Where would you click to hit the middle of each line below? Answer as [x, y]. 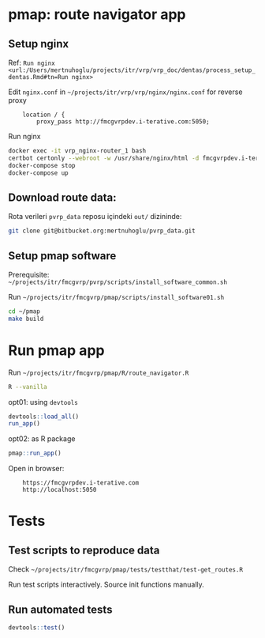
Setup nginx [39, 44]
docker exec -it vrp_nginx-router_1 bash [77, 151]
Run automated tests [60, 609]
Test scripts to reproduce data [84, 550]
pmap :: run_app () [35, 453]
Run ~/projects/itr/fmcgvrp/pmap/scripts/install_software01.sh [116, 297]
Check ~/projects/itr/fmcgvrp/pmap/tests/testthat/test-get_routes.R [125, 569]
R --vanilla [28, 387]
